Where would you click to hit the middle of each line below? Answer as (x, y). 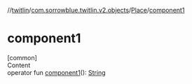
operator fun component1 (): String (56, 72)
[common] (22, 57)
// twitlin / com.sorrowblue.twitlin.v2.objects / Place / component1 (96, 10)
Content (19, 65)
